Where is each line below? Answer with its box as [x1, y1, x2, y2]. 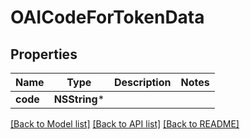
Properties [10, 46, 78, 63]
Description [114, 76, 172, 89]
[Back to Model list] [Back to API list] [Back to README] [10, 118, 240, 130]
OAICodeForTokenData [10, 6, 205, 29]
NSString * [53, 92, 105, 106]
